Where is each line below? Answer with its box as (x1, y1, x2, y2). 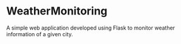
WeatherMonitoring (6, 4, 108, 18)
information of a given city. (6, 30, 73, 37)
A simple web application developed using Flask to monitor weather (6, 24, 176, 31)
